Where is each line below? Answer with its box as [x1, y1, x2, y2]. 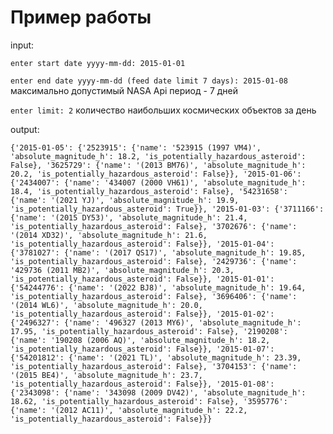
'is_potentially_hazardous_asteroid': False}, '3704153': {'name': [10, 361, 298, 371]
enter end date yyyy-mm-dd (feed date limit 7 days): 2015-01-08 [10, 76, 288, 86]
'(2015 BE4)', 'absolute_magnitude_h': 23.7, [10, 370, 203, 380]
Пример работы [10, 6, 152, 29]
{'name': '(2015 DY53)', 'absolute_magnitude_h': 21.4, [10, 212, 248, 223]
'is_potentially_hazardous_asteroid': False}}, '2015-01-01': [10, 274, 275, 284]
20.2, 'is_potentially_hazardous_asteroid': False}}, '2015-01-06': [10, 169, 302, 179]
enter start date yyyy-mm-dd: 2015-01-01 [10, 58, 186, 68]
